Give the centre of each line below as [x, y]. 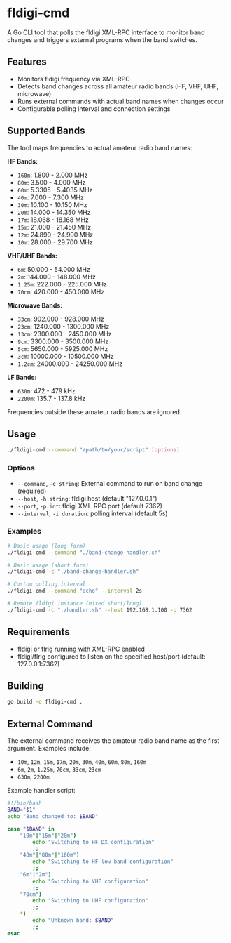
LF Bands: [22, 377]
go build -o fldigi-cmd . [45, 702]
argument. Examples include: [49, 749]
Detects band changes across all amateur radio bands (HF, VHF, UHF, [118, 86]
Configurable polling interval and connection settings [94, 108]
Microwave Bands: [35, 305]
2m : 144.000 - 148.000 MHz [56, 277]
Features [27, 62]
